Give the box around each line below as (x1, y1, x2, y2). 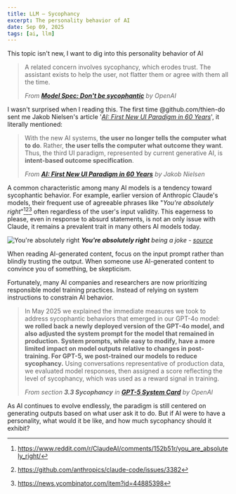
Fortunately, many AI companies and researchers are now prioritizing (7, 278, 207, 286)
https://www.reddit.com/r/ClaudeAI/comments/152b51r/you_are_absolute (17, 444, 228, 452)
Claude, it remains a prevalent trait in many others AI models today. (7, 222, 202, 230)
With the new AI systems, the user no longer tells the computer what (24, 134, 227, 142)
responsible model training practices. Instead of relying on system (7, 285, 199, 294)
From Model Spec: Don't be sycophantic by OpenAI (24, 92, 177, 100)
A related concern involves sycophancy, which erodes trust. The (24, 63, 211, 71)
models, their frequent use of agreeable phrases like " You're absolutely (7, 199, 214, 207)
